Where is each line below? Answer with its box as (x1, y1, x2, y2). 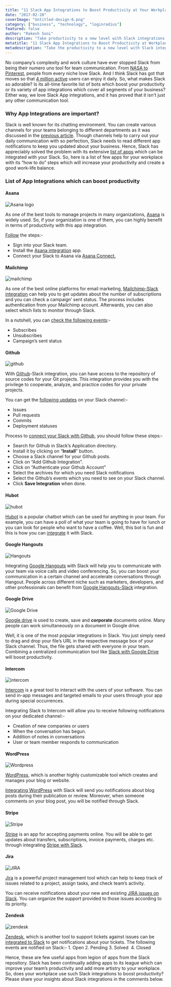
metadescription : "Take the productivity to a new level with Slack (5, 45, 154, 50)
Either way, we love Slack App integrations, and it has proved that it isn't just (5, 92, 165, 98)
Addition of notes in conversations (12, 734, 85, 740)
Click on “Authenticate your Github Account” (12, 464, 106, 470)
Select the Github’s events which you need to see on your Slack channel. (12, 475, 165, 482)
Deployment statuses (12, 423, 58, 429)
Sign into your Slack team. (12, 242, 68, 248)
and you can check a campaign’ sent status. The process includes (5, 297, 144, 303)
